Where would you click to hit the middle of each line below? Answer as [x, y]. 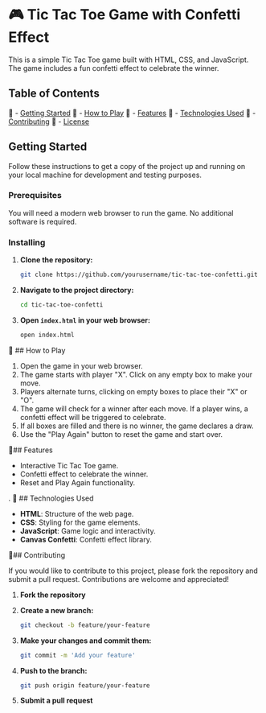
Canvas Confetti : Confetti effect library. [86, 539]
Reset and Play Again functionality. [78, 482]
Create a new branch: [57, 610]
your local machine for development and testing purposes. [105, 175]
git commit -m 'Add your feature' [78, 655]
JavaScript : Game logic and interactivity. [88, 530]
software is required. [43, 221]
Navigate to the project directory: [77, 291]
